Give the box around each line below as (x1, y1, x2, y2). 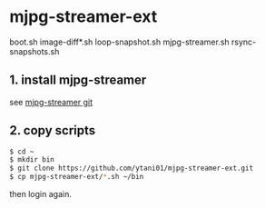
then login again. (9, 189, 73, 200)
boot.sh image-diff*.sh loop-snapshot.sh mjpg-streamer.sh (9, 36, 230, 47)
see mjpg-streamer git (9, 96, 93, 107)
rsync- (231, 36, 257, 47)
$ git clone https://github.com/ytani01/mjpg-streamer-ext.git (9, 163, 254, 173)
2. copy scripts (9, 123, 96, 138)
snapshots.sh (9, 45, 60, 56)
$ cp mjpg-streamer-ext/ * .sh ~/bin (9, 173, 144, 182)
